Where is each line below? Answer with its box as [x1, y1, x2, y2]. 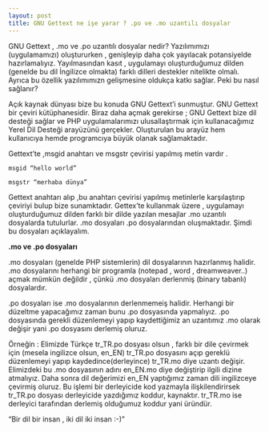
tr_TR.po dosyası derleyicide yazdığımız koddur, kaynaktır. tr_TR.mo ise [8, 390, 243, 400]
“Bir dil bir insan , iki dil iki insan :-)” [8, 414, 126, 424]
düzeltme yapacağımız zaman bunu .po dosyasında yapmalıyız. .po [8, 306, 230, 316]
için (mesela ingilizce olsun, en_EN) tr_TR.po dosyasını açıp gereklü [8, 347, 231, 357]
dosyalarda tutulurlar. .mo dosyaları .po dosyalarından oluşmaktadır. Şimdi [8, 218, 252, 227]
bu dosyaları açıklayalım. [8, 226, 90, 236]
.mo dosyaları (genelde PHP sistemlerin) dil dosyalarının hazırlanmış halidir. [8, 257, 256, 266]
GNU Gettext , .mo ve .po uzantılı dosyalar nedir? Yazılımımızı [8, 41, 210, 50]
